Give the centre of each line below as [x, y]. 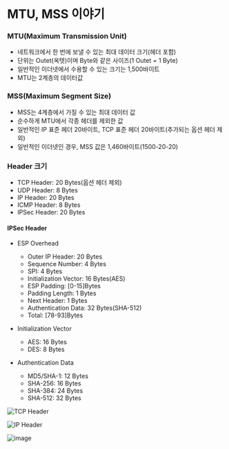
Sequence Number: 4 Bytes [67, 264]
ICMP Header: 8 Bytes [49, 205]
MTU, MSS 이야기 [56, 14]
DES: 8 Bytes [46, 350]
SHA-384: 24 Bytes [55, 391]
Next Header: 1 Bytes [57, 301]
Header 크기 [27, 166]
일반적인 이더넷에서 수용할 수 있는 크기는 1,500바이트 [88, 69]
